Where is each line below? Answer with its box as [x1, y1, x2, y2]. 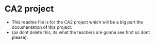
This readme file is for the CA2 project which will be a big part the [11, 19, 143, 25]
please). [11, 34, 28, 40]
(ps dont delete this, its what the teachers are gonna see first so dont [11, 29, 150, 35]
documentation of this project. [11, 24, 72, 30]
